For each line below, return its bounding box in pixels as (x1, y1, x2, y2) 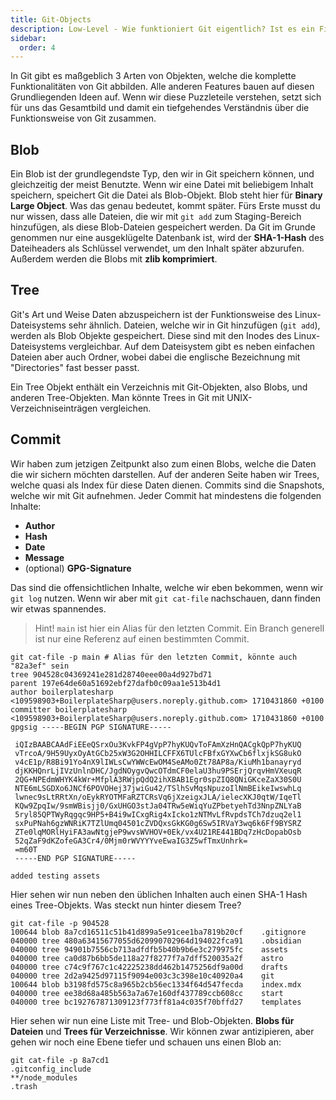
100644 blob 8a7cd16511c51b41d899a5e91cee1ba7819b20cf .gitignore (10, 927, 307, 937)
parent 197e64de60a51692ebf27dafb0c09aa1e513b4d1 (10, 678, 222, 688)
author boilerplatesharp (10, 687, 114, 697)
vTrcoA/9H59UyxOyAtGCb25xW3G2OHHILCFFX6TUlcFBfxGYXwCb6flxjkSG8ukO (14, 748, 302, 758)
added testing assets (10, 871, 101, 881)
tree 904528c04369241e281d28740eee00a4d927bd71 (10, 669, 213, 680)
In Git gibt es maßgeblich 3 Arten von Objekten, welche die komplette (10, 70, 297, 82)
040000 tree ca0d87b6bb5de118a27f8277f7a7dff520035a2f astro (10, 953, 284, 963)
